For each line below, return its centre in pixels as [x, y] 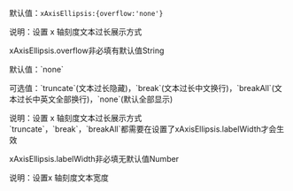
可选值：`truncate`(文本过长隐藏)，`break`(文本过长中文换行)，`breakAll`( [142, 88]
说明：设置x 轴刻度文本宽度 [59, 178]
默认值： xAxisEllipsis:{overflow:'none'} [86, 13]
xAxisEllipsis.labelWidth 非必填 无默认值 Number [94, 159]
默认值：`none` [37, 69]
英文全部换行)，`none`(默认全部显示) [106, 99]
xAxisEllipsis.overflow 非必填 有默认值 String [87, 50]
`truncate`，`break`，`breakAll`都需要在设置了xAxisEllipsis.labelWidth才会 [143, 129]
